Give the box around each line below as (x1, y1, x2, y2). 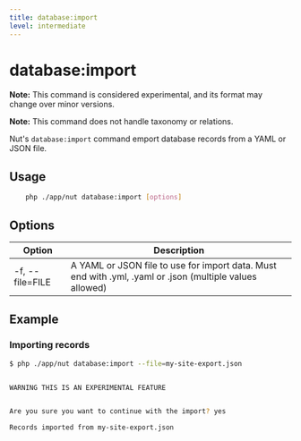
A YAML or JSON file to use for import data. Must (70, 259, 277, 271)
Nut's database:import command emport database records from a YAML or (9, 133, 287, 144)
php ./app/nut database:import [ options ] (25, 193, 182, 202)
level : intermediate (9, 21, 87, 30)
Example (9, 312, 59, 327)
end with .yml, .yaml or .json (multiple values (70, 270, 257, 283)
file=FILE (13, 276, 51, 288)
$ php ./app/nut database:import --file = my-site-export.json (9, 359, 243, 368)
